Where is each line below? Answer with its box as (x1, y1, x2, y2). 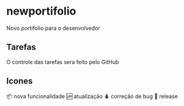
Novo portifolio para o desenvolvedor (6, 24, 101, 32)
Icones (6, 76, 33, 87)
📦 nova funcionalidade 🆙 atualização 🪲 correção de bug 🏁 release (6, 93, 178, 100)
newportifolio (6, 4, 76, 18)
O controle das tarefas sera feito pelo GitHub (6, 58, 119, 65)
